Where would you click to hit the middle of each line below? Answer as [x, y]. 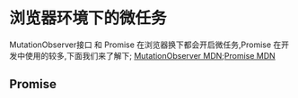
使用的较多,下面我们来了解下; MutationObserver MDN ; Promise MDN [150, 55]
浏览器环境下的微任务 [88, 18]
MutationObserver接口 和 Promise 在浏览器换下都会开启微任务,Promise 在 [145, 45]
